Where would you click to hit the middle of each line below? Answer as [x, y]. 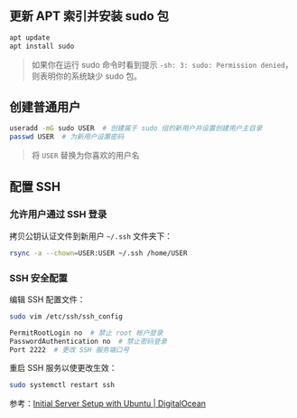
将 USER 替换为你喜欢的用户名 [85, 156]
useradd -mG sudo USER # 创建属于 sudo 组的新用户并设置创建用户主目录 [136, 128]
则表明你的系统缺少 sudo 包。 [87, 76]
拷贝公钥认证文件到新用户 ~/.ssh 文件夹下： [91, 236]
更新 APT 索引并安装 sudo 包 [89, 16]
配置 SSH [35, 187]
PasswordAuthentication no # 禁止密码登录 [88, 341]
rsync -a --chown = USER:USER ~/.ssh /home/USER [98, 253]
